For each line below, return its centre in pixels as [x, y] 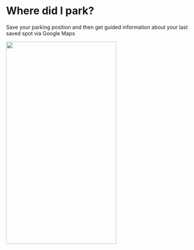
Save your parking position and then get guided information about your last [97, 27]
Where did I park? [50, 11]
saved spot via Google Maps [41, 33]
